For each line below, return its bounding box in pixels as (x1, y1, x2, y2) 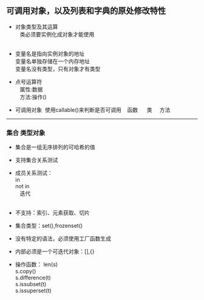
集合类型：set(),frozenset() (15, 222, 83, 230)
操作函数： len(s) (15, 261, 58, 268)
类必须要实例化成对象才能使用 (19, 30, 95, 38)
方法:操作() (19, 93, 47, 100)
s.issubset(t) (15, 281, 47, 288)
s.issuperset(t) (15, 287, 52, 295)
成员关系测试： (15, 169, 53, 177)
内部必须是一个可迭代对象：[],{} (15, 248, 95, 255)
